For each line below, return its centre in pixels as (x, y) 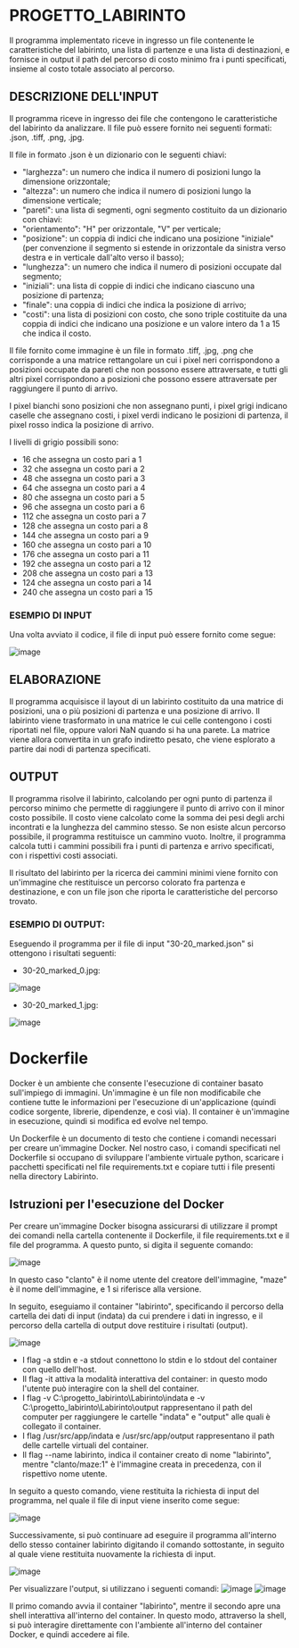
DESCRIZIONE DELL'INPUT (84, 97)
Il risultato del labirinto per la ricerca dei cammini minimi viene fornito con (144, 872)
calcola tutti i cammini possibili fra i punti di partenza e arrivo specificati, (142, 845)
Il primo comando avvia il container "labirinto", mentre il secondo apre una (145, 1606)
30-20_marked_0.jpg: (61, 970)
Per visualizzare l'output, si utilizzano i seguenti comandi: (114, 1588)
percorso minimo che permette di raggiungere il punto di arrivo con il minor (147, 808)
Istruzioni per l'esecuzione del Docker (117, 1205)
